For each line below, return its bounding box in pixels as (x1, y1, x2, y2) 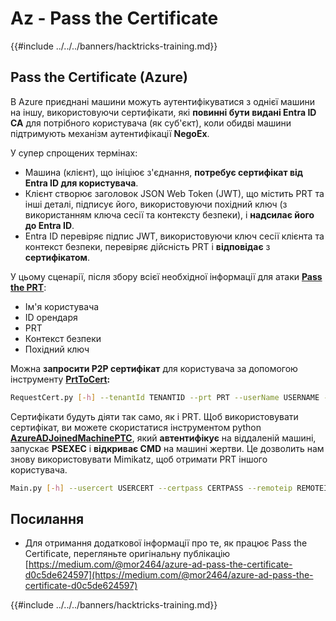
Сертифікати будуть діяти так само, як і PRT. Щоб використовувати (10, 410, 299, 422)
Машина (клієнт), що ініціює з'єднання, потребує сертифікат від (24, 166, 303, 178)
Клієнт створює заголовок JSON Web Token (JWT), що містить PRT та (24, 187, 325, 199)
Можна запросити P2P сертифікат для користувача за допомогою (10, 362, 298, 374)
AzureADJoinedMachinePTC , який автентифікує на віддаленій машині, (10, 432, 317, 444)
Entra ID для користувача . (24, 177, 139, 189)
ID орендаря (24, 311, 78, 323)
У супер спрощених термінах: (10, 147, 138, 159)
